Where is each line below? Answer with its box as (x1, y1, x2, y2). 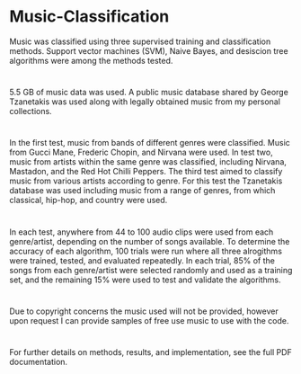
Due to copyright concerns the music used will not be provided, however (9, 306, 279, 316)
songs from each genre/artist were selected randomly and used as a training (9, 264, 293, 275)
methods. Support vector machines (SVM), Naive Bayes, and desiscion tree (9, 45, 289, 56)
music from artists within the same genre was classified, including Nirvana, (9, 156, 288, 167)
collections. (9, 106, 52, 117)
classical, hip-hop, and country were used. (9, 195, 168, 206)
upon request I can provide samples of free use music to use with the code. (9, 315, 289, 325)
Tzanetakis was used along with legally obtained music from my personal (9, 96, 281, 107)
